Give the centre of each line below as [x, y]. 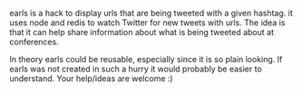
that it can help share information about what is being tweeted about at [142, 32]
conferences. [34, 42]
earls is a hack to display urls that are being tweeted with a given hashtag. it [151, 13]
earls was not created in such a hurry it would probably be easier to [136, 69]
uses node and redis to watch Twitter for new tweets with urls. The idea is [147, 23]
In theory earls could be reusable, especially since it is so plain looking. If [146, 59]
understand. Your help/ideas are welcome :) [92, 79]
